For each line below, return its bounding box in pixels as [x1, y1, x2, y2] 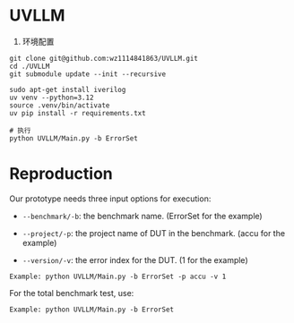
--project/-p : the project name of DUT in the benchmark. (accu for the [22, 227, 285, 238]
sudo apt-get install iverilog [9, 85, 126, 94]
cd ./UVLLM [9, 62, 50, 71]
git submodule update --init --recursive [9, 69, 167, 79]
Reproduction [9, 164, 114, 184]
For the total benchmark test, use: [9, 287, 134, 298]
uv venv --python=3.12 [9, 93, 94, 102]
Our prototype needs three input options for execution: [9, 193, 212, 204]
